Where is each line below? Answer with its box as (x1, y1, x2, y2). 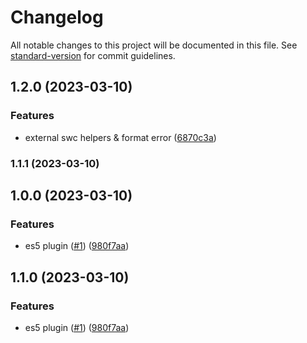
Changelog (10, 6, 104, 29)
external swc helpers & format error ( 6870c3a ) (24, 131, 217, 143)
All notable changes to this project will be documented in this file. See (10, 39, 298, 51)
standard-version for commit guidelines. (10, 49, 176, 61)
